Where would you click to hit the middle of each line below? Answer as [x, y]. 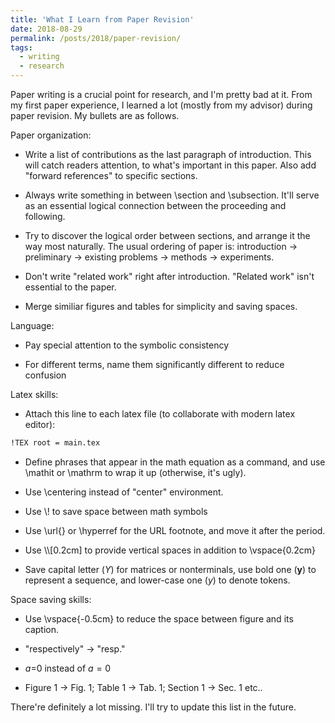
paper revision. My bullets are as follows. [95, 115]
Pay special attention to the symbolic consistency [127, 345]
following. [45, 216]
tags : [21, 47]
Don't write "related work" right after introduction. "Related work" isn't [169, 276]
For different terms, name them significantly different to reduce [154, 364]
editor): [40, 424]
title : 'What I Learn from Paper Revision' [102, 19]
